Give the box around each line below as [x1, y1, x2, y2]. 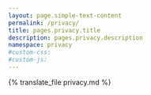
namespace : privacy [8, 41, 73, 49]
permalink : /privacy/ [8, 19, 80, 27]
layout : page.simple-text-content [8, 11, 123, 20]
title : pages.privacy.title [8, 26, 101, 34]
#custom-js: [8, 56, 47, 64]
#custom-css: [8, 48, 51, 56]
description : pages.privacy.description [8, 33, 144, 42]
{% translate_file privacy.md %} [8, 77, 111, 87]
